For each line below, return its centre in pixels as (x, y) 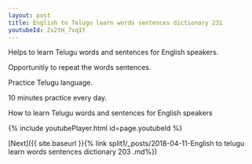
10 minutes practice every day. (58, 98)
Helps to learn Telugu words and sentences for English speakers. (113, 53)
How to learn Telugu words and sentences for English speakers (111, 113)
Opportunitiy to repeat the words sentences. (80, 67)
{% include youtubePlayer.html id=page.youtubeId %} (95, 128)
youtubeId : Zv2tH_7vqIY (47, 30)
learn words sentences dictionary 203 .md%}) (83, 152)
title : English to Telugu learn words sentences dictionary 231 (115, 23)
